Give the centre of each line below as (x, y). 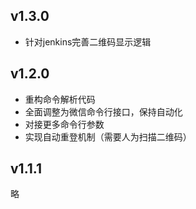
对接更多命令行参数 (64, 124)
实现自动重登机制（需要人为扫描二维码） (108, 136)
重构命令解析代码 (60, 99)
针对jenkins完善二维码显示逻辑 (88, 41)
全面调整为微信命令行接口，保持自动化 (103, 111)
